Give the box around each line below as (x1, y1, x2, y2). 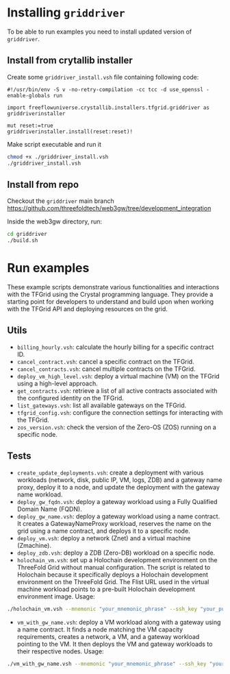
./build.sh (7, 237, 38, 244)
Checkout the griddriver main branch (7, 197, 114, 205)
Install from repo (7, 178, 79, 190)
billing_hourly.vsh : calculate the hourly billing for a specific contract (16, 343, 214, 351)
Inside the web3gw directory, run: (7, 217, 103, 226)
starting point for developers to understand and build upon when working (7, 298, 214, 306)
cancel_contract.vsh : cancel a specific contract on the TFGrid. (16, 357, 194, 365)
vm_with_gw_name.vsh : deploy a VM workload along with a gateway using (16, 618, 221, 626)
